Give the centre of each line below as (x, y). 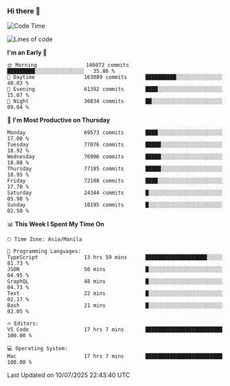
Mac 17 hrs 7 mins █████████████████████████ (115, 356)
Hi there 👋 (24, 11)
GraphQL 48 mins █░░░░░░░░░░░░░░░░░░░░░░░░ (115, 281)
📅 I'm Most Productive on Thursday (59, 120)
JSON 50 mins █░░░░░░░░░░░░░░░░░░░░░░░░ (115, 270)
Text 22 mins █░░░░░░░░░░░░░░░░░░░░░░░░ (115, 294)
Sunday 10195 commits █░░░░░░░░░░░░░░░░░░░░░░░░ (115, 205)
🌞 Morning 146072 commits (68, 65)
